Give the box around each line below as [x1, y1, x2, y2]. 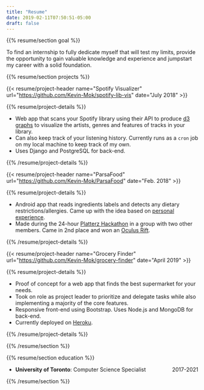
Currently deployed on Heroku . [15, 319, 93, 326]
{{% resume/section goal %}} [6, 37, 81, 44]
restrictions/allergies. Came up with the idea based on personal [15, 207, 175, 214]
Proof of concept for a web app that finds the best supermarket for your [15, 280, 196, 287]
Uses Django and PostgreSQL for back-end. [15, 147, 126, 155]
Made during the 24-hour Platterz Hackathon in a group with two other [15, 220, 193, 228]
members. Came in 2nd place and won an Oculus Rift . [15, 227, 150, 234]
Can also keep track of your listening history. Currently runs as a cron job [15, 134, 199, 142]
